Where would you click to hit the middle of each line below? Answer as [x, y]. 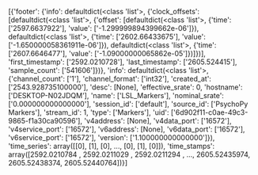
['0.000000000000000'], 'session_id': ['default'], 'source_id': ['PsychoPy [128, 104]
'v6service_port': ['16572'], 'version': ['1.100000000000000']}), [112, 137]
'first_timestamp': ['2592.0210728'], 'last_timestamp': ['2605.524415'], [123, 62]
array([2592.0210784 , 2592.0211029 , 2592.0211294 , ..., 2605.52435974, [129, 154]
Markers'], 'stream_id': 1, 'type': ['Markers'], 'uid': [89, 112]
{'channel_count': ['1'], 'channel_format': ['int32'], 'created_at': [110, 79]
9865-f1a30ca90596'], [46, 121]
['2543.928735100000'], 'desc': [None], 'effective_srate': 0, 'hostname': [125, 87]
